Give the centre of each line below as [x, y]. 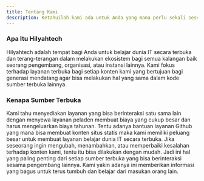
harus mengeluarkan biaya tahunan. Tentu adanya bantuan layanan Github [99, 126]
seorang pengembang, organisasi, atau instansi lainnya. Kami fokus [90, 65]
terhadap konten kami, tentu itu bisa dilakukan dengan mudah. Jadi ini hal [98, 152]
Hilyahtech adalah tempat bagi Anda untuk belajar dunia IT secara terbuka [99, 52]
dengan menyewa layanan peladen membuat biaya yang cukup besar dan [99, 120]
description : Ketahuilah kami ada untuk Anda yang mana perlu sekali [96, 18]
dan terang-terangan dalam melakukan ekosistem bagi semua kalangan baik [102, 58]
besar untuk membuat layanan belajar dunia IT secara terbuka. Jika [90, 139]
